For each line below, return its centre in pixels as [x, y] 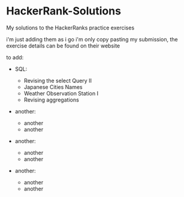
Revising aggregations [51, 100]
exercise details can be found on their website [63, 46]
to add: [15, 57]
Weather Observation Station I [61, 93]
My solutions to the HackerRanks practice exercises [70, 28]
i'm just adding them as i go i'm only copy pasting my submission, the [92, 39]
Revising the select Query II [58, 80]
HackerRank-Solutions [64, 11]
